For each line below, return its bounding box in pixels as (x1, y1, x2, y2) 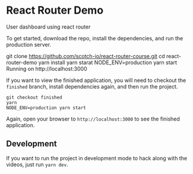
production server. (6, 41, 52, 48)
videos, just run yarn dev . (6, 161, 68, 168)
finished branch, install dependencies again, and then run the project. (6, 83, 178, 90)
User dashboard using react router (6, 23, 91, 30)
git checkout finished (6, 94, 62, 100)
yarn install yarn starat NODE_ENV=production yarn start (38, 59, 177, 66)
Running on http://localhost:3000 (6, 65, 87, 72)
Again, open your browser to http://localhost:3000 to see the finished (6, 115, 180, 122)
